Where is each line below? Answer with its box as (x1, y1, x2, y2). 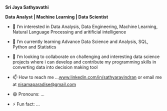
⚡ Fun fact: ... (12, 101, 40, 107)
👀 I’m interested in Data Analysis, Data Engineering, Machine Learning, (12, 23, 158, 29)
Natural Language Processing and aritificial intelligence (12, 29, 126, 34)
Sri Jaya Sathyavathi (5, 4, 49, 10)
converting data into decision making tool (12, 64, 98, 70)
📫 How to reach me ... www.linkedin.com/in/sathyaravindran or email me (12, 74, 162, 80)
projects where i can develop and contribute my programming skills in (12, 59, 156, 64)
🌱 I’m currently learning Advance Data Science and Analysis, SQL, (12, 38, 149, 44)
